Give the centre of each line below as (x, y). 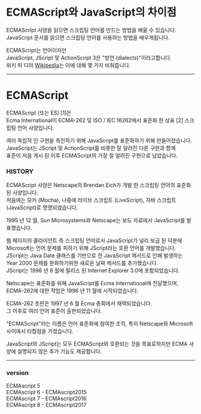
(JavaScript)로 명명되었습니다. (42, 208)
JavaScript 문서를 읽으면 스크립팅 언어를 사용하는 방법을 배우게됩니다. (88, 37)
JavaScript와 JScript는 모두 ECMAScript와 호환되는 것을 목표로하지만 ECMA (97, 344)
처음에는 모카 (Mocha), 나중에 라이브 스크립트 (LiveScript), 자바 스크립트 (91, 200)
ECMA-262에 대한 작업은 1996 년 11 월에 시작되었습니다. (72, 291)
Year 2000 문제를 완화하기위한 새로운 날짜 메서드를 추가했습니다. (82, 263)
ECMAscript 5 (23, 386)
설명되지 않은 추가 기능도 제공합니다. (60, 352)
